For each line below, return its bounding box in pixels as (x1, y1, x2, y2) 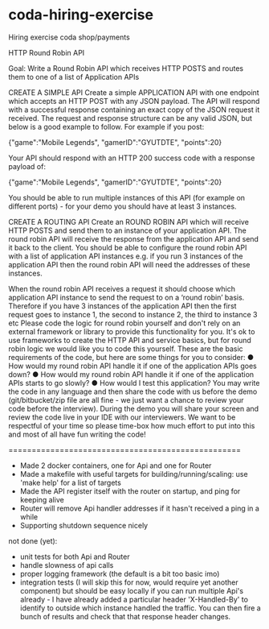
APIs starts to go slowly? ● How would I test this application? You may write (8, 378, 260, 387)
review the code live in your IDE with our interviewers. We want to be (8, 412, 236, 422)
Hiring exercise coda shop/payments (8, 32, 130, 42)
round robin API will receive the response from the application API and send (8, 234, 259, 243)
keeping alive (19, 495, 64, 504)
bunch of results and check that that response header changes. (19, 611, 231, 621)
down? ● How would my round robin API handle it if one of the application (8, 369, 255, 379)
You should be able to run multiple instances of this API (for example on (8, 192, 246, 202)
